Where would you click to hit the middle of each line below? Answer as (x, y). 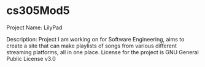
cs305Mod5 (38, 11)
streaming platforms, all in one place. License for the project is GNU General (103, 52)
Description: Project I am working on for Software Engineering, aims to (95, 39)
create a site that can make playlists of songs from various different (91, 46)
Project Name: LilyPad (34, 27)
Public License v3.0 (31, 58)
